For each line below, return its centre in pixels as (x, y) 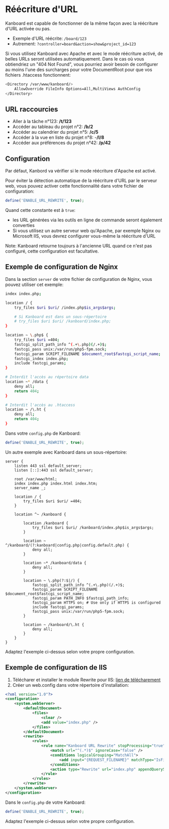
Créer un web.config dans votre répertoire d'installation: (71, 685)
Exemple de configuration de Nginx (62, 267)
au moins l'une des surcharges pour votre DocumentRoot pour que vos (79, 70)
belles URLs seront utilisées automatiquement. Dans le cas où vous (75, 58)
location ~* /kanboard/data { (55, 563)
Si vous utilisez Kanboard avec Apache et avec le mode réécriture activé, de (84, 53)
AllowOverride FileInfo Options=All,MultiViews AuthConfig (77, 89)
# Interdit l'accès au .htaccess (40, 405)
